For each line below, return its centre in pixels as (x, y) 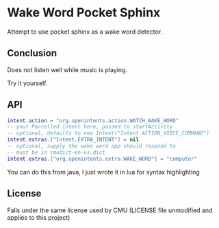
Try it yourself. (27, 83)
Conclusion (32, 53)
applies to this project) (39, 217)
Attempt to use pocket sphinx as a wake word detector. (85, 32)
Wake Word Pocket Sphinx (84, 13)
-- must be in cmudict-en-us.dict (56, 152)
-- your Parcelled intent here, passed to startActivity (90, 127)
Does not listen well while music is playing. (67, 69)
